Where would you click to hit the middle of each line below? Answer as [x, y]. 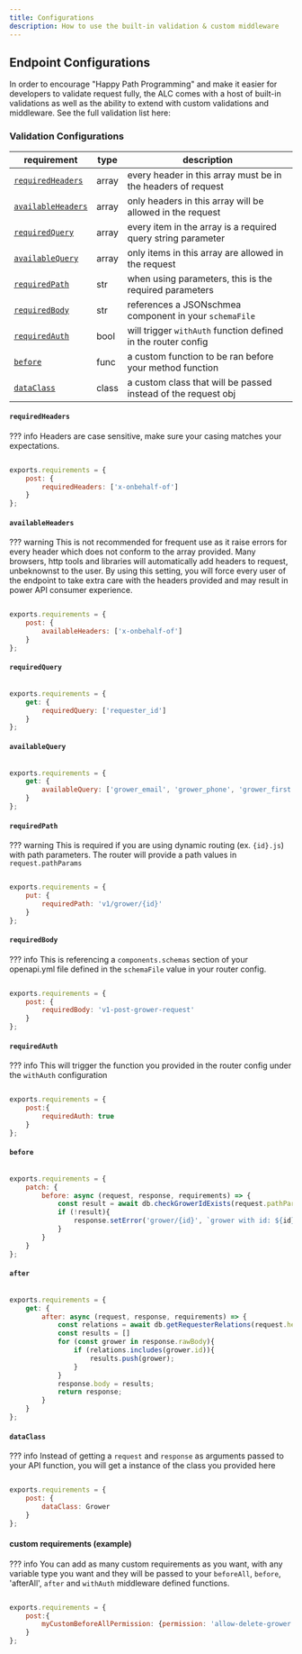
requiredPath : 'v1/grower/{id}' [102, 904]
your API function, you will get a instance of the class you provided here [142, 1466]
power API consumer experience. [71, 590]
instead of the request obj [182, 393]
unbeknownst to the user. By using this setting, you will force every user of [147, 571]
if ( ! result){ [84, 1212]
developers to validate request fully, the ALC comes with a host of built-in [145, 94]
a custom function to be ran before [200, 356]
